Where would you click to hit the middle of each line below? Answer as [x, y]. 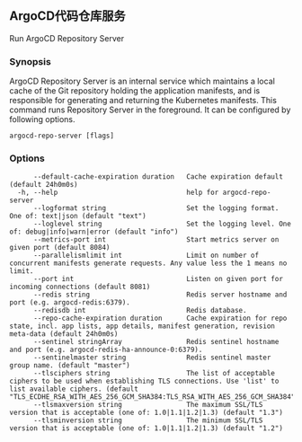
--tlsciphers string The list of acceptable [154, 374]
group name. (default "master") [70, 366]
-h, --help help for [118, 193]
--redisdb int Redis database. [140, 311]
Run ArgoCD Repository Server [67, 38]
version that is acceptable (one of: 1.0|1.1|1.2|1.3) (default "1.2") [146, 429]
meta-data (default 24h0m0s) [64, 334]
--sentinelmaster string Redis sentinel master [152, 358]
